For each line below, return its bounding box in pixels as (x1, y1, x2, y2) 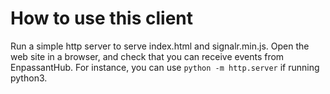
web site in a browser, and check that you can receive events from (10, 50, 285, 62)
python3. (10, 72, 48, 84)
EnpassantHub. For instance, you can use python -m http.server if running (10, 61, 320, 73)
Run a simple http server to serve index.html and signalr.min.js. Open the (10, 40, 310, 52)
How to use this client (10, 7, 194, 30)
